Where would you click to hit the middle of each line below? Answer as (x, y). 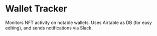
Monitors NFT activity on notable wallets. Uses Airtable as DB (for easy (78, 22)
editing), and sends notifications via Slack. (49, 27)
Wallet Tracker (36, 9)
